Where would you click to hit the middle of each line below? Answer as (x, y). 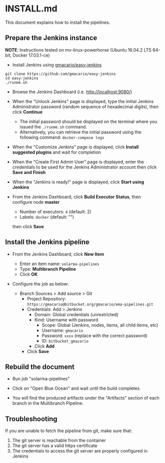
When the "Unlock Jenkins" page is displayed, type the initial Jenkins (83, 101)
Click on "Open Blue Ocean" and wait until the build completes (76, 388)
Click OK (29, 274)
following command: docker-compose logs (62, 137)
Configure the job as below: (41, 284)
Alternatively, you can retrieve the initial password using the (81, 132)
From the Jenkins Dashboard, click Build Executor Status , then (77, 197)
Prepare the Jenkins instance (51, 38)
